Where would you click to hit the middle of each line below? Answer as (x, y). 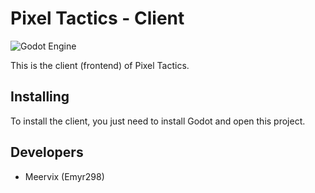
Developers (47, 152)
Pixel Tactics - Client (97, 18)
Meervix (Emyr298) (64, 176)
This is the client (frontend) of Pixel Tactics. (100, 65)
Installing (40, 97)
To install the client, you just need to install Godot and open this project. (158, 121)
